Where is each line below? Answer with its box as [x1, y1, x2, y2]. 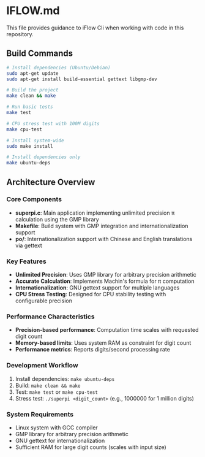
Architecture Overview [6, 177, 95, 187]
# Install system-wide [6, 137, 64, 144]
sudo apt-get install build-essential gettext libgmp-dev [6, 76, 157, 82]
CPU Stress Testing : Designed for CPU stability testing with [15, 291, 166, 298]
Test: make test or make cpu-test [15, 388, 98, 396]
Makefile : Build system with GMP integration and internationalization [15, 222, 188, 229]
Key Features [6, 257, 47, 266]
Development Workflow [6, 361, 78, 370]
